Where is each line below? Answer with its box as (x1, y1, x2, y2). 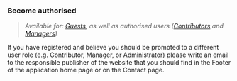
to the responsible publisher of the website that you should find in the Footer (7, 58, 231, 67)
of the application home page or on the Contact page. (7, 66, 165, 75)
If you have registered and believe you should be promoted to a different (7, 43, 219, 52)
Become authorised (7, 6, 77, 16)
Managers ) (24, 29, 58, 38)
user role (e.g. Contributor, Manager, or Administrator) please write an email (7, 50, 229, 59)
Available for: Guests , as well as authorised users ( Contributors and (24, 22, 224, 31)
